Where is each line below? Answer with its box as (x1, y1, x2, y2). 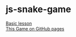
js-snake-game (6, 4, 71, 15)
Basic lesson (6, 20, 32, 26)
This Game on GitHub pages (6, 25, 64, 31)
